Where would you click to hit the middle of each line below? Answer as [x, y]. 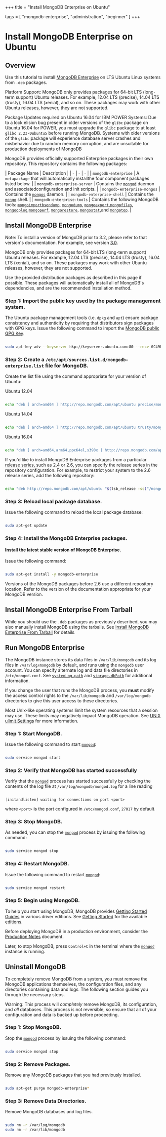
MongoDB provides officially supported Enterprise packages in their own [79, 158]
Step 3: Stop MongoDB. [34, 821]
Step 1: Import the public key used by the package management [83, 301]
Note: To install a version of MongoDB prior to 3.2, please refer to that [76, 237]
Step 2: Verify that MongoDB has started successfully [71, 770]
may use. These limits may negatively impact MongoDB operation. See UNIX [83, 715]
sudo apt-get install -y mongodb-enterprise [52, 574]
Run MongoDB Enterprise [45, 648]
